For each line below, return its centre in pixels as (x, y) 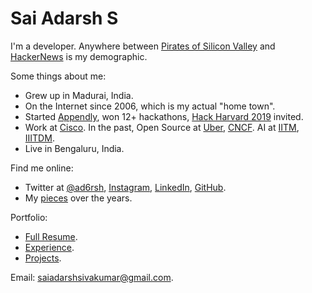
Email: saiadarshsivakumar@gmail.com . (92, 277)
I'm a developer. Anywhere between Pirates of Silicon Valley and (143, 46)
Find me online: (42, 168)
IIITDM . (39, 138)
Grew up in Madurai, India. (79, 95)
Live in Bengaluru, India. (74, 148)
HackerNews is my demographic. (79, 56)
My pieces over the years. (78, 198)
